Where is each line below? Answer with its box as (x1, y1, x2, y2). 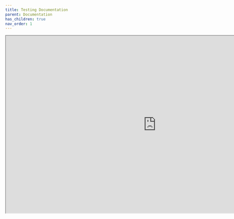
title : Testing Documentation (5, 7, 68, 12)
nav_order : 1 (5, 21, 32, 26)
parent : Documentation (5, 12, 52, 17)
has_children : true (5, 16, 46, 21)
